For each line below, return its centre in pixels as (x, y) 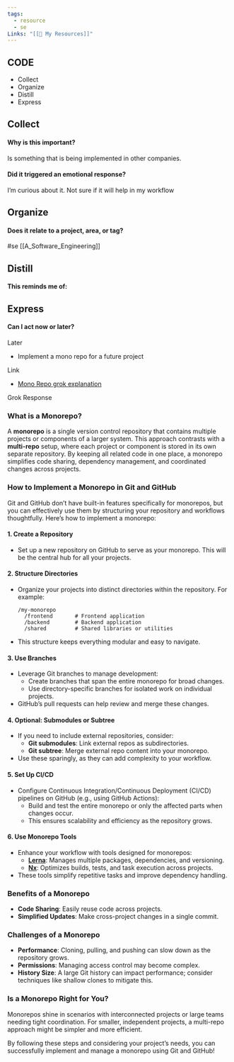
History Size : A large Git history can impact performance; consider (115, 973)
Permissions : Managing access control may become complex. (109, 966)
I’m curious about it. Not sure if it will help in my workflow (91, 190)
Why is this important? (41, 142)
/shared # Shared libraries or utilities (99, 629)
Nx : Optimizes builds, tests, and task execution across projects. (121, 867)
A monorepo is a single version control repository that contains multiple (112, 431)
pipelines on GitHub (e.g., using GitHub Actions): (88, 798)
